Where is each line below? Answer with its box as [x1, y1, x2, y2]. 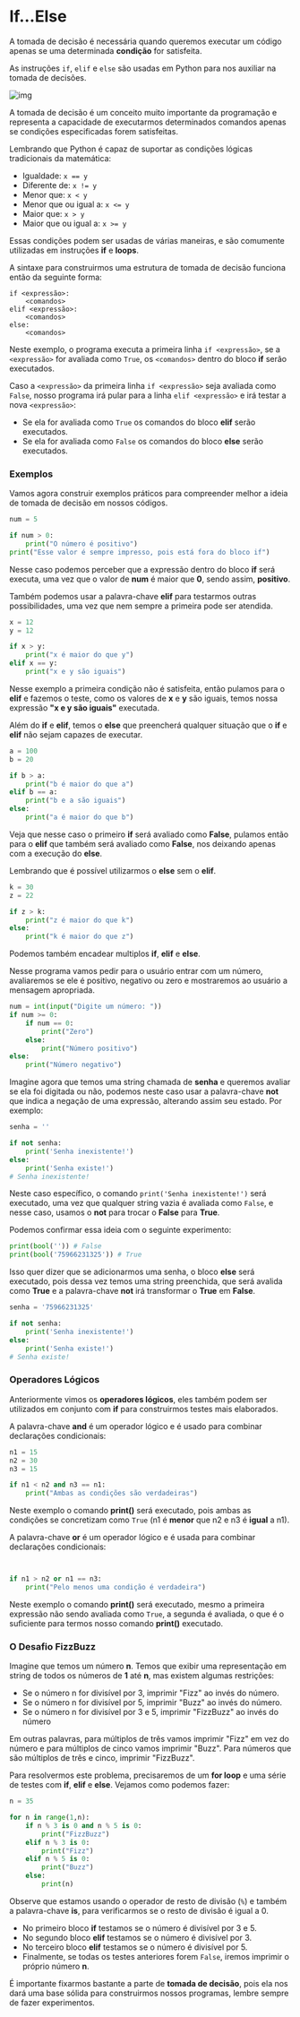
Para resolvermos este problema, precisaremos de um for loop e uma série [9, 1770, 287, 1780]
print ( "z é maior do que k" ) [25, 916, 134, 925]
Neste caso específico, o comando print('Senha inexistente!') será [9, 1188, 267, 1199]
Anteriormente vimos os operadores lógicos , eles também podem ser [9, 1393, 268, 1404]
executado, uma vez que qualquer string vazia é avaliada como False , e [9, 1198, 274, 1209]
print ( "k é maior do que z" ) [25, 932, 134, 942]
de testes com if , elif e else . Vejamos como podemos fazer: [9, 1780, 230, 1790]
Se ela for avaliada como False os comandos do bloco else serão [21, 435, 264, 446]
